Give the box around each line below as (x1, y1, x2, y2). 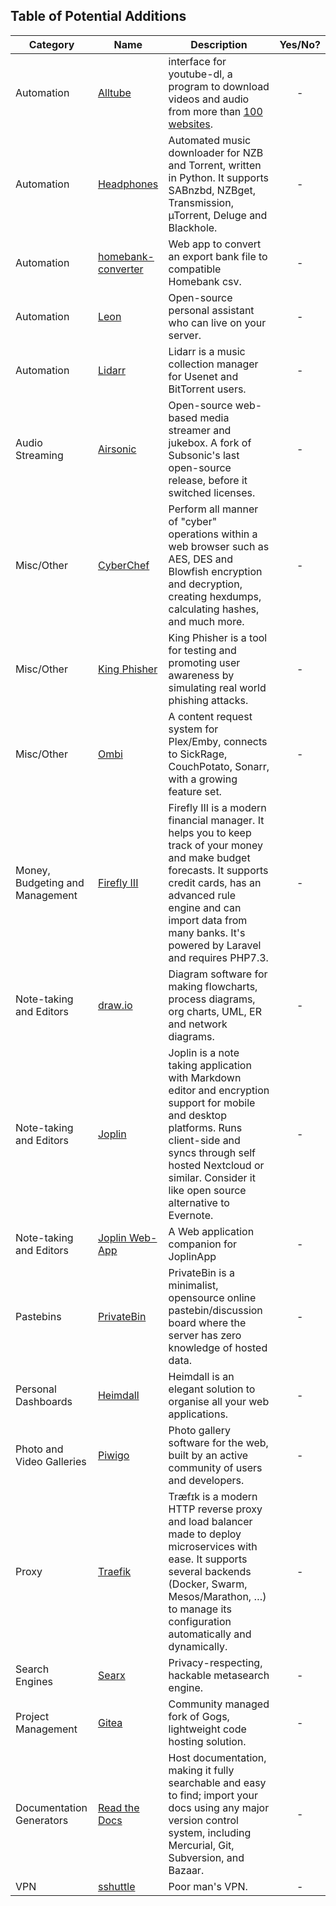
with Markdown (168, 1070, 242, 1084)
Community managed (168, 1697, 270, 1711)
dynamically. (168, 1639, 228, 1653)
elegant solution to (168, 1382, 256, 1396)
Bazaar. (168, 1863, 205, 1877)
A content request (168, 709, 253, 723)
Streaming (15, 448, 64, 462)
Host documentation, (168, 1750, 267, 1764)
